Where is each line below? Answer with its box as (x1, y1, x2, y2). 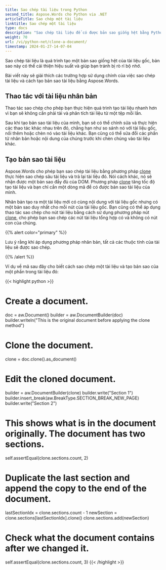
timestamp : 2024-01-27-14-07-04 (5, 44, 72, 49)
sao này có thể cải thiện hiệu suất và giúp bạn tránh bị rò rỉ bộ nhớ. (5, 63, 141, 69)
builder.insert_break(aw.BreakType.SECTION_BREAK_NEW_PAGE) (5, 395, 139, 401)
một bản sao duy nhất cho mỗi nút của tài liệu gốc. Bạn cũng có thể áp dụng (5, 204, 161, 210)
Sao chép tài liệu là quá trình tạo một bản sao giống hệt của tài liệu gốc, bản (5, 57, 160, 63)
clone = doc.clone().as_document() (5, 356, 77, 362)
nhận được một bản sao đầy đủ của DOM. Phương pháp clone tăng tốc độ (5, 179, 155, 185)
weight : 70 (5, 35, 28, 40)
